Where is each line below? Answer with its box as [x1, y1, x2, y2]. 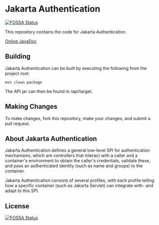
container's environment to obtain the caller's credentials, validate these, [5, 158, 151, 164]
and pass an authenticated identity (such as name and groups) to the [5, 163, 143, 169]
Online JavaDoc [5, 38, 37, 44]
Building [5, 52, 31, 61]
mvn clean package [5, 80, 42, 85]
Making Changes [5, 103, 58, 111]
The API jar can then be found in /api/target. [5, 88, 93, 94]
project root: [5, 70, 30, 76]
